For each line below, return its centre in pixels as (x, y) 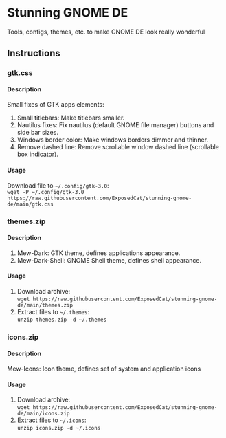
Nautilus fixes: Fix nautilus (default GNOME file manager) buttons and (115, 125)
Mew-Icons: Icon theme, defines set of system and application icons (104, 369)
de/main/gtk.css (30, 204)
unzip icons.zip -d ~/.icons (59, 428)
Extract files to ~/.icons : (52, 420)
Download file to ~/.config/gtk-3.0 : (58, 185)
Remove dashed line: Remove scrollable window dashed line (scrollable (118, 147)
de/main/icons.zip (43, 414)
